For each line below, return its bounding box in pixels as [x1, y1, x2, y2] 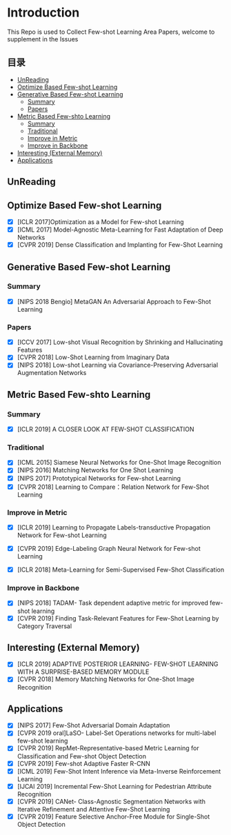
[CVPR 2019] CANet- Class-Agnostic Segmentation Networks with [17, 797, 205, 805]
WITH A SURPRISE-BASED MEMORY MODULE [17, 667, 150, 676]
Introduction [7, 5, 80, 21]
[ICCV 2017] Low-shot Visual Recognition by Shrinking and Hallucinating [17, 338, 223, 346]
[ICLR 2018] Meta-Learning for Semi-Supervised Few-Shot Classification [17, 565, 225, 574]
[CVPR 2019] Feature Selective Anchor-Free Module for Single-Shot [17, 812, 210, 821]
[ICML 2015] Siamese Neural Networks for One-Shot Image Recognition [17, 459, 221, 467]
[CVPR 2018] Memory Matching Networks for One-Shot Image [17, 675, 194, 683]
